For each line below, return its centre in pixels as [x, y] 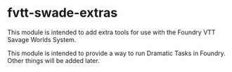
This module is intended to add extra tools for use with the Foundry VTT [111, 32]
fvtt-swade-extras [63, 13]
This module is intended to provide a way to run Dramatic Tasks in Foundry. [117, 53]
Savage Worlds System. [42, 39]
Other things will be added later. [53, 60]
